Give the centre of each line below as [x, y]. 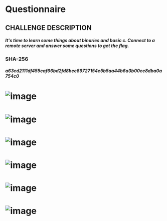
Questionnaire [36, 9]
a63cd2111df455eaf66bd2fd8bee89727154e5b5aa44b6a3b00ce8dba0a [83, 71]
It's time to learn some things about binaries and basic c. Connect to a [80, 41]
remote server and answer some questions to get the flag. [67, 46]
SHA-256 [17, 59]
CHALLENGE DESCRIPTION [48, 28]
